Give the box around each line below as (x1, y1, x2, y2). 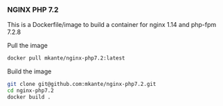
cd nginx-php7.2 (7, 87, 54, 94)
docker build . (7, 94, 51, 100)
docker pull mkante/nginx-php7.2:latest (7, 55, 126, 62)
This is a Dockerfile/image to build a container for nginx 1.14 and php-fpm (7, 21, 217, 29)
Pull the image (7, 42, 48, 50)
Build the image (7, 67, 52, 76)
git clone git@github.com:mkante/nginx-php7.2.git (7, 81, 157, 88)
